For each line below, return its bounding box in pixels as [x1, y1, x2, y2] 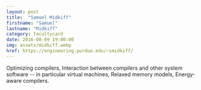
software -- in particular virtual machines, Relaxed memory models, [6, 70, 174, 78]
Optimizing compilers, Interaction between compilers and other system [6, 64, 183, 71]
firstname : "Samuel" [6, 20, 59, 26]
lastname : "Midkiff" [6, 25, 59, 32]
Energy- [175, 70, 196, 78]
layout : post [6, 8, 39, 15]
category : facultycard [6, 31, 63, 37]
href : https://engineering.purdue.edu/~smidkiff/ [6, 48, 134, 54]
